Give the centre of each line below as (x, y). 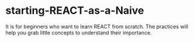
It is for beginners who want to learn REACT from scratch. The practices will (97, 26)
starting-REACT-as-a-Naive (75, 11)
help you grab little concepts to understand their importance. (79, 32)
